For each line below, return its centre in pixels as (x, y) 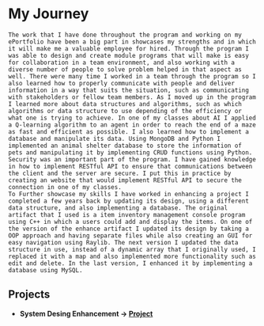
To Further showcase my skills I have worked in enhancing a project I (128, 194)
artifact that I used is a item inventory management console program (127, 214)
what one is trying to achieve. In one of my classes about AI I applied (132, 118)
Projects (29, 295)
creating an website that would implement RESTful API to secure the (125, 180)
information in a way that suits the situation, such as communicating (128, 90)
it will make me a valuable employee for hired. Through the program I (128, 48)
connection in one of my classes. (65, 187)
